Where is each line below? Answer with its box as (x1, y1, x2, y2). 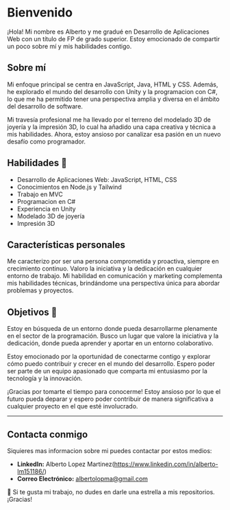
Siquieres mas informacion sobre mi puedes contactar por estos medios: (7, 447, 212, 454)
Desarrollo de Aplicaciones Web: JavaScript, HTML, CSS (16, 175, 177, 183)
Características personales (7, 239, 125, 251)
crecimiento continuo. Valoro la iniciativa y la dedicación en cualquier (7, 264, 203, 273)
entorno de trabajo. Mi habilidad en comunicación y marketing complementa (7, 272, 222, 280)
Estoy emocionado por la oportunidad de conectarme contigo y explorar (7, 352, 211, 361)
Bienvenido (7, 5, 73, 21)
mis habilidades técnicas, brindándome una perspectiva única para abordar (7, 279, 220, 288)
